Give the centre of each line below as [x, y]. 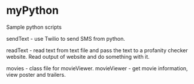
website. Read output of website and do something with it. [78, 56]
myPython [32, 10]
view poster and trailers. [36, 74]
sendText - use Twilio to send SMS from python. [66, 38]
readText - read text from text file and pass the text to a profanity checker [97, 50]
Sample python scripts [34, 27]
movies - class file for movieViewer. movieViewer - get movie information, [97, 68]
